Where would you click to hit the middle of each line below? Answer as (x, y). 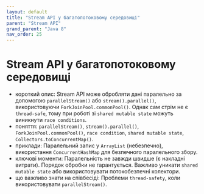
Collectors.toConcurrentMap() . (54, 139)
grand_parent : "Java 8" (37, 29)
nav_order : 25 (24, 35)
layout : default (27, 12)
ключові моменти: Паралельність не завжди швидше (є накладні (100, 159)
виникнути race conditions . (51, 120)
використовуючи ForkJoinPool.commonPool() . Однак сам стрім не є (102, 107)
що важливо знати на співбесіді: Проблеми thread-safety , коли (98, 178)
